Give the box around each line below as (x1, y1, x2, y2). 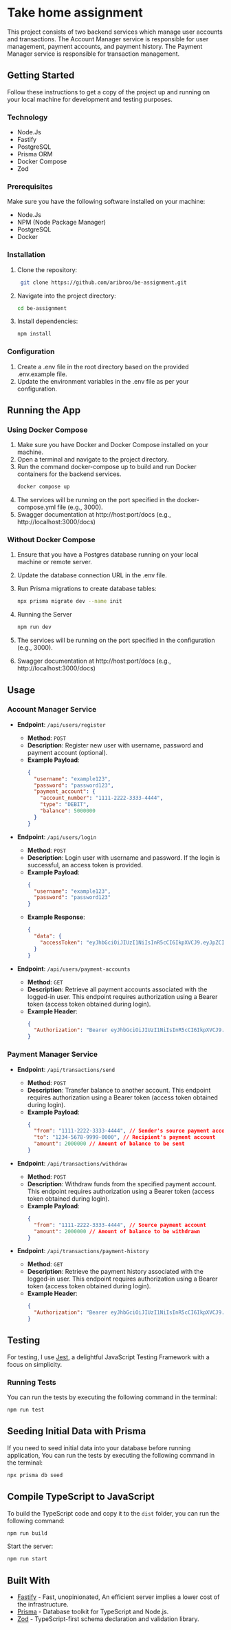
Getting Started (7, 70, 75, 81)
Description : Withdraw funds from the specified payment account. (27, 1179, 217, 1188)
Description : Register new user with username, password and (27, 741, 204, 749)
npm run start (7, 1556, 48, 1562)
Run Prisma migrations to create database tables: (16, 584, 157, 593)
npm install (16, 331, 52, 338)
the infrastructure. (16, 1600, 69, 1609)
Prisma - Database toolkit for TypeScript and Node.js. (16, 1607, 169, 1616)
